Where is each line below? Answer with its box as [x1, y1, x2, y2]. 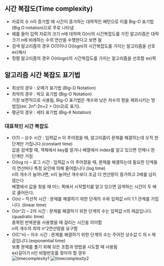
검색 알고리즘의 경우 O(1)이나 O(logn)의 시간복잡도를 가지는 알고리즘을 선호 [11, 43, 156, 49]
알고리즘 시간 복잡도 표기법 [4, 71, 80, 79]
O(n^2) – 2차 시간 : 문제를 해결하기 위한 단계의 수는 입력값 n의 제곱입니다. [11, 208, 153, 214]
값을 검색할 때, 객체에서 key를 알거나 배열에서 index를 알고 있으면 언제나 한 [11, 147, 155, 153]
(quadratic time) [11, 213, 45, 219]
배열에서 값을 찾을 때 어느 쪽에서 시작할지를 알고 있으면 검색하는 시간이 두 [11, 183, 152, 189]
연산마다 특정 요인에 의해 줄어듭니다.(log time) [17, 165, 106, 171]
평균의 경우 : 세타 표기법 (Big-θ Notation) [11, 109, 92, 115]
